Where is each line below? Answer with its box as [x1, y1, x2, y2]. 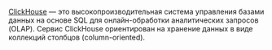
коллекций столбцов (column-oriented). [8, 32, 145, 42]
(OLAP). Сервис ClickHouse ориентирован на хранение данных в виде [8, 24, 253, 33]
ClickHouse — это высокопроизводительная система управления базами [8, 7, 265, 16]
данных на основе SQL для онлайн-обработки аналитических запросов [8, 15, 259, 25]
